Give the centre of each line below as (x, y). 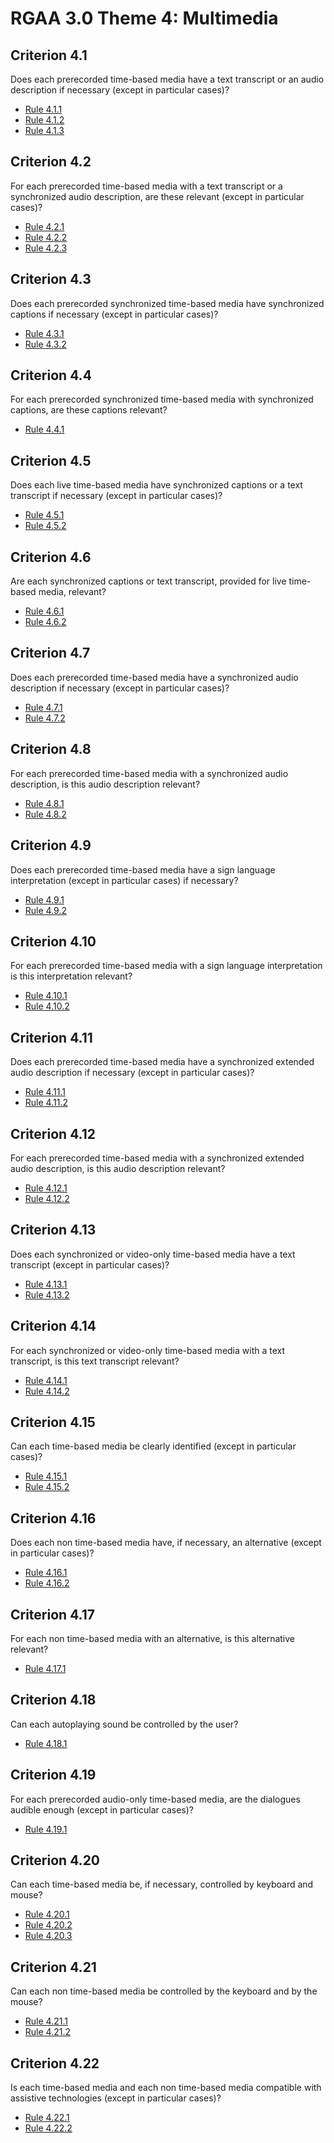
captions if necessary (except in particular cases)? (114, 314)
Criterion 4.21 (53, 1967)
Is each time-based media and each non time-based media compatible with (166, 2088)
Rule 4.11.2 (46, 1103)
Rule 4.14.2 (47, 1391)
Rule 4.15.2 (47, 1487)
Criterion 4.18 (53, 1700)
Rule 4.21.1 (46, 2021)
